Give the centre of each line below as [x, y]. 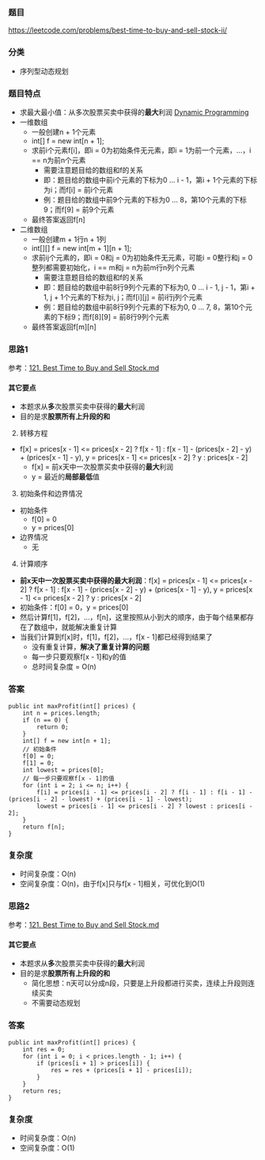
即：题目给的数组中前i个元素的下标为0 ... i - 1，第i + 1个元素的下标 [150, 180]
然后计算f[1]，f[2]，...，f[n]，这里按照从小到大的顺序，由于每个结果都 [133, 617]
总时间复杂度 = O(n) [64, 667]
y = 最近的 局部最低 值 [66, 477]
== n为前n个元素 [59, 160]
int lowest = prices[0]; [63, 770]
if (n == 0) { [45, 720]
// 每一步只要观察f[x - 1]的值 [68, 778]
